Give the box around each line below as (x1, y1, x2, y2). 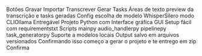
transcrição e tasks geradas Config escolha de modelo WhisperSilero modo (6, 12, 195, 19)
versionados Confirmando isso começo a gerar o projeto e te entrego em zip (6, 38, 197, 45)
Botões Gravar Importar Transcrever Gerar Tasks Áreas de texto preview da (6, 6, 194, 13)
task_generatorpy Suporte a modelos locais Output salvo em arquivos (6, 31, 180, 39)
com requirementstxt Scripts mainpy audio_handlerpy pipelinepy (6, 25, 167, 32)
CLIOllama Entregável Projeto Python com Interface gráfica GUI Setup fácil (6, 19, 192, 25)
